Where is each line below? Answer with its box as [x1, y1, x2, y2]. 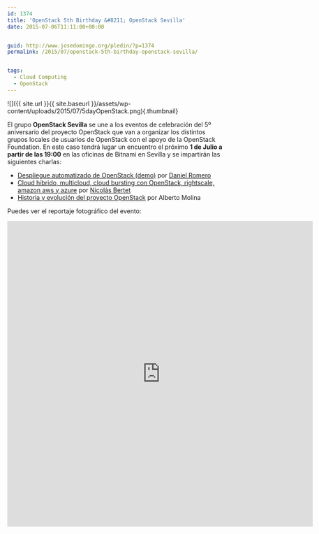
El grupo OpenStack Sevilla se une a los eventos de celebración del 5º [7, 120, 212, 129]
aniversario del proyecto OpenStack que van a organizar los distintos [7, 127, 206, 136]
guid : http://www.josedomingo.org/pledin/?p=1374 [7, 42, 155, 49]
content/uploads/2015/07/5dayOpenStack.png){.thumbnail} [7, 106, 179, 115]
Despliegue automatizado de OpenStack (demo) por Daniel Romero [17, 171, 212, 179]
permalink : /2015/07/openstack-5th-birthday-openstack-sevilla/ [7, 48, 198, 56]
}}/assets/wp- [91, 99, 131, 108]
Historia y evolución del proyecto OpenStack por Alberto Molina [17, 193, 201, 201]
